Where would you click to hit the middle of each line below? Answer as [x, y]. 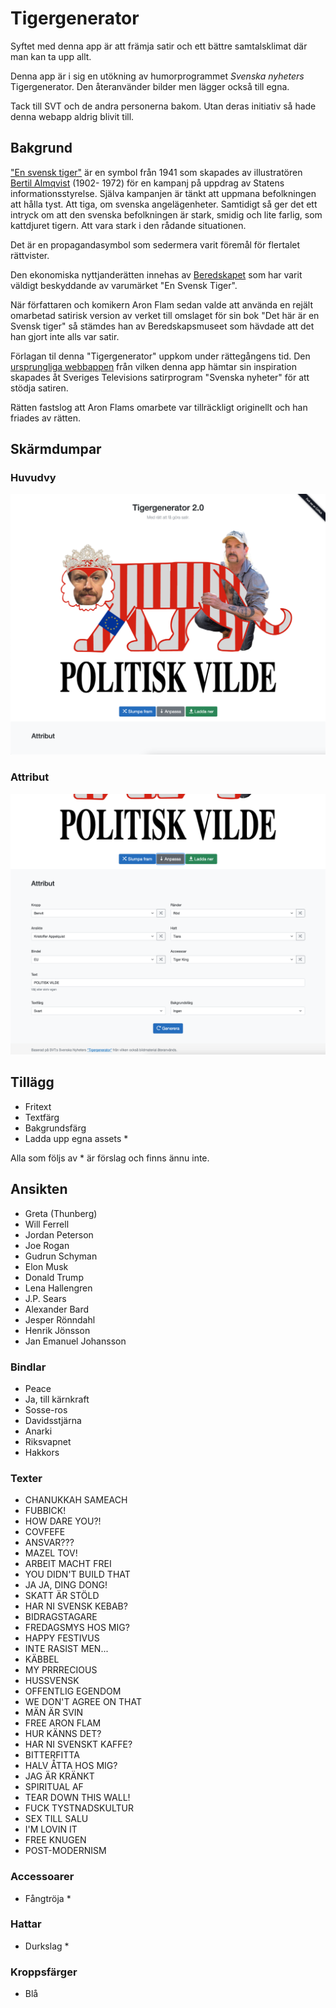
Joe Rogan [47, 1245]
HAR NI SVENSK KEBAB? [76, 1606]
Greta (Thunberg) [61, 1213]
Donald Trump [54, 1277]
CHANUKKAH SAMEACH [76, 1500]
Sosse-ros [46, 1409]
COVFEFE [45, 1532]
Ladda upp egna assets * [76, 1138]
